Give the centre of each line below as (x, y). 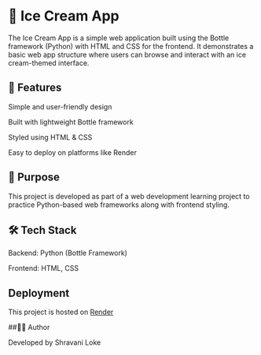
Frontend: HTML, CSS (44, 268)
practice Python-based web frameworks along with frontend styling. (119, 205)
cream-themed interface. (49, 63)
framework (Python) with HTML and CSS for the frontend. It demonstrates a (131, 46)
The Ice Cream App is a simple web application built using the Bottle (119, 38)
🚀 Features (35, 88)
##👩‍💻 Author (29, 327)
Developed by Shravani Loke (55, 342)
